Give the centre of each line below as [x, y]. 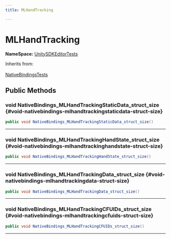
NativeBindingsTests [27, 74]
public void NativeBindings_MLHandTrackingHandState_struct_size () [78, 157]
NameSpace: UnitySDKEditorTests [41, 54]
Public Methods [31, 90]
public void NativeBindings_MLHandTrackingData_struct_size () [73, 192]
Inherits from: [19, 64]
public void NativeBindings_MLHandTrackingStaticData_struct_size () [79, 122]
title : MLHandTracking [29, 10]
